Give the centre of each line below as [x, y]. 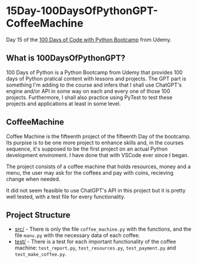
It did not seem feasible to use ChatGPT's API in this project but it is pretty [96, 190]
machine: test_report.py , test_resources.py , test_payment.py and [95, 248]
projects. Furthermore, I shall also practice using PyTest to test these [89, 97]
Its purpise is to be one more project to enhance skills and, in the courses [95, 142]
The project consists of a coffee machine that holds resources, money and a [98, 167]
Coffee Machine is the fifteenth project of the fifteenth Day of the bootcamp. [98, 136]
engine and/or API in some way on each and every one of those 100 [88, 91]
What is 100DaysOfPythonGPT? [66, 58]
